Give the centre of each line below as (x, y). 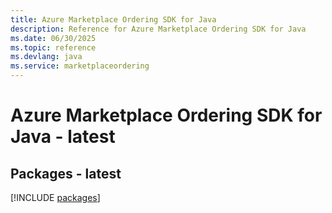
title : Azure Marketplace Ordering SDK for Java (113, 19)
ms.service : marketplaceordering (80, 66)
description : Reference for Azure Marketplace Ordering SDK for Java (158, 29)
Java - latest (63, 137)
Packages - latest (66, 173)
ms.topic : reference (53, 47)
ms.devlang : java (46, 57)
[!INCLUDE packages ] (55, 197)
